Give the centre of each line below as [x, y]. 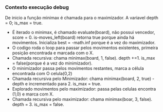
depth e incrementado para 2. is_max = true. [56, 84]
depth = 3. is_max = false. [38, 104]
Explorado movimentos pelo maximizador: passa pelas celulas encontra [84, 89]
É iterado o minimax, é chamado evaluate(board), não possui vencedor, [83, 32]
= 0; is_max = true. [24, 23]
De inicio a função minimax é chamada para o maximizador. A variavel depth [82, 18]
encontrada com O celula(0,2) [42, 74]
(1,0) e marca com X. [33, 94]
